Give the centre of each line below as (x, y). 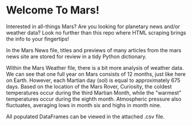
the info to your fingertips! (38, 39)
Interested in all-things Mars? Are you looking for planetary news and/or (93, 26)
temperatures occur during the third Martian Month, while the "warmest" (94, 93)
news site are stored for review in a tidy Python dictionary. (76, 56)
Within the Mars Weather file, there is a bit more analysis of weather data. (95, 67)
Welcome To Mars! (53, 10)
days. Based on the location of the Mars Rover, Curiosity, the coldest (89, 86)
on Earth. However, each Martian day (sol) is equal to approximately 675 (93, 80)
